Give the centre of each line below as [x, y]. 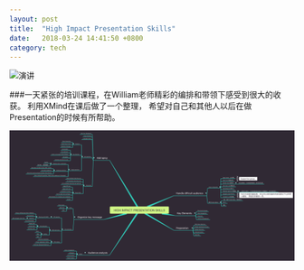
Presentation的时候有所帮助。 [65, 117]
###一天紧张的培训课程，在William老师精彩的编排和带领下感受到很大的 [142, 95]
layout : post [34, 19]
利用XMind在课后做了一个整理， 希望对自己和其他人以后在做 [139, 106]
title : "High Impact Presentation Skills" [93, 28]
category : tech [38, 48]
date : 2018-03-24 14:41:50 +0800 [76, 38]
